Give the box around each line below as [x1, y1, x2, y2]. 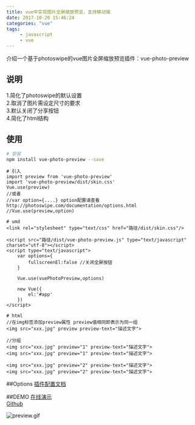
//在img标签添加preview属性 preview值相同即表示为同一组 [6, 320, 138, 326]
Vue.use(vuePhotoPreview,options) [17, 276, 104, 282]
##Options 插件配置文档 [6, 380, 66, 388]
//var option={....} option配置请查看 [6, 198, 100, 204]
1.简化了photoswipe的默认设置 [6, 91, 82, 99]
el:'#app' [28, 291, 53, 298]
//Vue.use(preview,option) [6, 208, 75, 214]
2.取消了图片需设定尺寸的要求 [6, 99, 81, 107]
